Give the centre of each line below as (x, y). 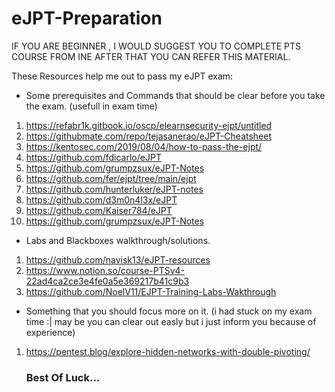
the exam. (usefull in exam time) (91, 106)
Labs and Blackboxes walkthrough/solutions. (118, 240)
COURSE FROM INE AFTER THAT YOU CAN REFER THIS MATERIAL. (151, 56)
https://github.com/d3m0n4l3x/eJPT (101, 199)
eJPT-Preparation (87, 18)
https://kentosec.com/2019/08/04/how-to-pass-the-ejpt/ (144, 146)
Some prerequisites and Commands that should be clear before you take (175, 95)
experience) (50, 332)
